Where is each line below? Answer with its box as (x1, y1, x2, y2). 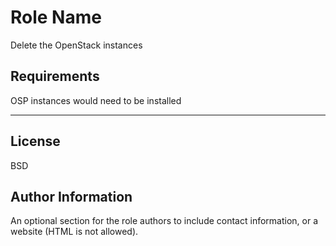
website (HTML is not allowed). (10, 226, 139, 238)
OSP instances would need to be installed (10, 94, 182, 106)
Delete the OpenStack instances (10, 39, 143, 51)
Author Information (10, 188, 133, 205)
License (10, 133, 61, 150)
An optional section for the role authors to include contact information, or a (10, 215, 319, 227)
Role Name (10, 6, 102, 29)
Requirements (10, 68, 100, 85)
